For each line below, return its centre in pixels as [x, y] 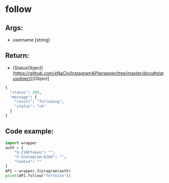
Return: [17, 56]
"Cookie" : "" [28, 162]
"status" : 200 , [26, 92]
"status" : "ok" [30, 107]
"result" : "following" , [39, 102]
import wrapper [21, 143]
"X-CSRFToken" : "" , [35, 152]
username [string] [31, 40]
